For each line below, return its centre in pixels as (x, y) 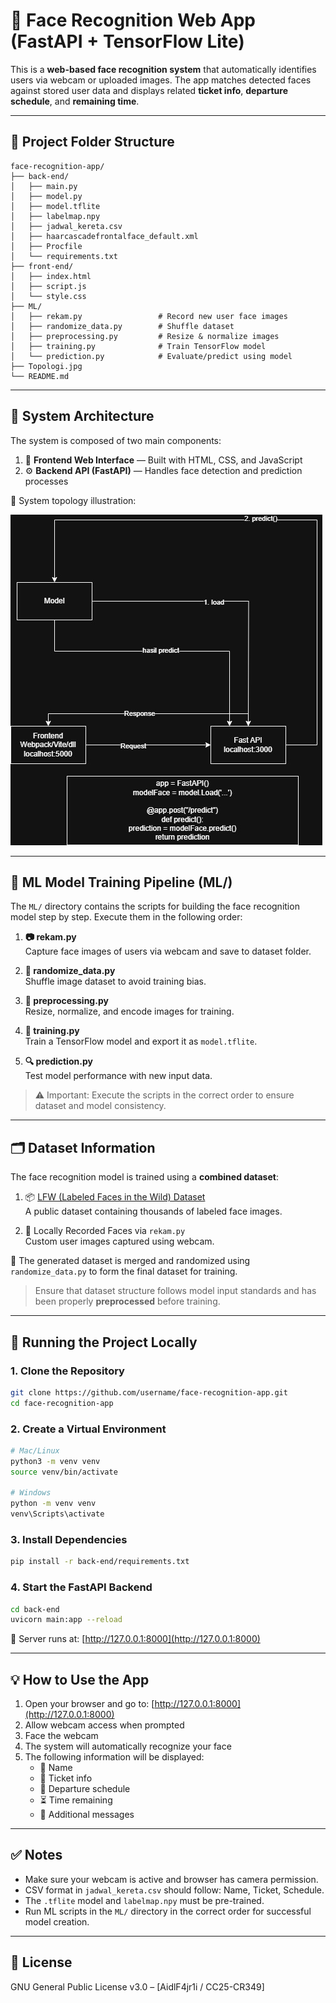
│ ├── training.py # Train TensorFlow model (138, 346)
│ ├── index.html (51, 276)
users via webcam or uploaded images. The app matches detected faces (161, 80)
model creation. (57, 1921)
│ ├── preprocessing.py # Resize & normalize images (145, 336)
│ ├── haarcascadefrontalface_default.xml (104, 236)
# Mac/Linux (35, 1450)
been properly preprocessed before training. (127, 1301)
